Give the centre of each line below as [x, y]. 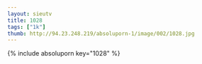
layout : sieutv [30, 14]
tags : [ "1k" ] [27, 27]
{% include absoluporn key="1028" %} [64, 53]
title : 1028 [25, 20]
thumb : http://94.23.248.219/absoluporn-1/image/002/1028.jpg [101, 33]
